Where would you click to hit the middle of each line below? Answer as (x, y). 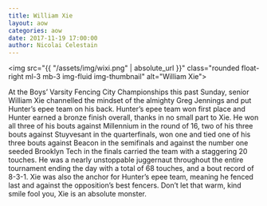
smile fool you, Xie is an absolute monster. (78, 194)
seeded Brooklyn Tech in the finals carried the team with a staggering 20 (128, 152)
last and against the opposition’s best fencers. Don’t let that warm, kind (125, 185)
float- (250, 68)
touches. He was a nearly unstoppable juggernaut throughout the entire (126, 160)
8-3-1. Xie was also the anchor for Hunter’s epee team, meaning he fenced (131, 177)
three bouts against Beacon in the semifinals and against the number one (128, 143)
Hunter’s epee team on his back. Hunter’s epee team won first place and (127, 109)
